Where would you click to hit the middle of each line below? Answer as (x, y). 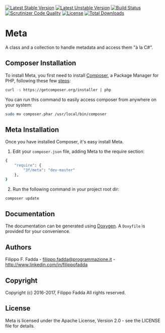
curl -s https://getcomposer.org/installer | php (58, 90)
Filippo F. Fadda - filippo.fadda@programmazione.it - (60, 260)
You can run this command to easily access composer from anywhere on (81, 99)
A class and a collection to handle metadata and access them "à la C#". (79, 47)
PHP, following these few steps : (38, 80)
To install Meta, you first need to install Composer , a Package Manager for (82, 75)
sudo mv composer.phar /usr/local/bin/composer (56, 114)
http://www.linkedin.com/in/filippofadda (47, 265)
